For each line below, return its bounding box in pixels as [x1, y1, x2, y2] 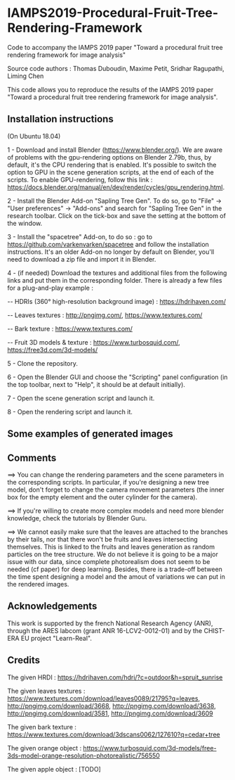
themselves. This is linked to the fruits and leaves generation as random [7, 542, 215, 551]
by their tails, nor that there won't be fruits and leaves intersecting [7, 535, 198, 543]
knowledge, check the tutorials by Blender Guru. [7, 513, 147, 522]
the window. [7, 219, 43, 227]
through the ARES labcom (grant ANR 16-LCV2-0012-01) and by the [7, 626, 203, 634]
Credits [7, 654, 41, 666]
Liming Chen [7, 72, 44, 80]
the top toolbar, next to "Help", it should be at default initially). [7, 380, 186, 388]
